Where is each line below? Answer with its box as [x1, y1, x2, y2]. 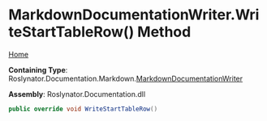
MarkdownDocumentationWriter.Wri [8, 6, 260, 24]
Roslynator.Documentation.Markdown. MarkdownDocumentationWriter [8, 73, 243, 83]
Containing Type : [8, 65, 68, 74]
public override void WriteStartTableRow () [8, 105, 158, 113]
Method [137, 23, 192, 41]
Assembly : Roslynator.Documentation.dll [8, 89, 146, 98]
